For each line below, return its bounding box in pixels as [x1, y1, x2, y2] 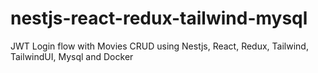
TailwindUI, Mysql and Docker [10, 50, 134, 62]
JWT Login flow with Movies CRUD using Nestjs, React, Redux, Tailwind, [10, 40, 309, 52]
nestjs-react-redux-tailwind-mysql [10, 7, 308, 30]
